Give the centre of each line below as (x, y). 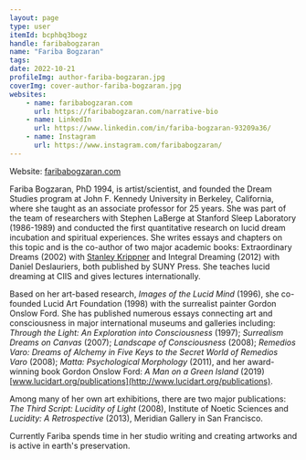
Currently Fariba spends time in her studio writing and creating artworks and (153, 435)
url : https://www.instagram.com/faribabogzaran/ (128, 145)
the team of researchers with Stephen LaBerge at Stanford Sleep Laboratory (153, 218)
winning (24, 371)
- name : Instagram (61, 137)
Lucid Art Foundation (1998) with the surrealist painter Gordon (159, 303)
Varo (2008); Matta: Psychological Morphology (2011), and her (127, 361)
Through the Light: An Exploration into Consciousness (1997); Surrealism (147, 332)
